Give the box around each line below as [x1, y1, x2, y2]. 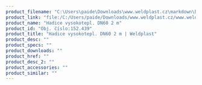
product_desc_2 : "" [5, 59, 55, 65]
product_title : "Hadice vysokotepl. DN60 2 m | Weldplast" [5, 31, 157, 37]
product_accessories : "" [5, 64, 68, 71]
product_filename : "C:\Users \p [5, 8, 84, 15]
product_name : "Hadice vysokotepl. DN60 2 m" [5, 20, 122, 26]
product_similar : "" [5, 70, 58, 76]
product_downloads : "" [5, 48, 63, 54]
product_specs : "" [5, 42, 52, 48]
